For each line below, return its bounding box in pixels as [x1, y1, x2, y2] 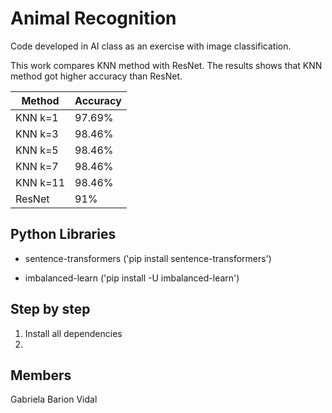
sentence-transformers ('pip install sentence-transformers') [24, 252, 272, 264]
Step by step [10, 301, 91, 318]
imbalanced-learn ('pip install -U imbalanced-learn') [24, 272, 240, 284]
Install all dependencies [24, 327, 123, 339]
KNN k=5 [15, 143, 59, 157]
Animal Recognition [10, 7, 177, 30]
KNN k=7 [15, 159, 59, 173]
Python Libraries [10, 226, 117, 243]
